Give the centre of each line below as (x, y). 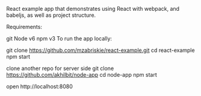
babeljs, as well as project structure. (51, 15)
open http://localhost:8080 (40, 86)
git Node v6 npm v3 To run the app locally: (59, 38)
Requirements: (24, 27)
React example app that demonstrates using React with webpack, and (93, 9)
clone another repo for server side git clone (60, 68)
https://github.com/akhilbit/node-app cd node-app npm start (82, 75)
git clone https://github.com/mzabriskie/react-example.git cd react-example (100, 50)
